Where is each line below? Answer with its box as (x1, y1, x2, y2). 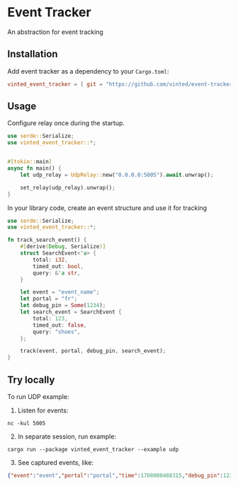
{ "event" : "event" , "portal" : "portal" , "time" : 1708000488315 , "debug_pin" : (7, 472, 223, 479)
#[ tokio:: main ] (7, 158, 52, 166)
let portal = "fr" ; (20, 295, 78, 303)
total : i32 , (33, 256, 69, 263)
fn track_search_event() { (7, 236, 87, 244)
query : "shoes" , (33, 328, 81, 335)
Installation (7, 48, 58, 60)
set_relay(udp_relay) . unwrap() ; (20, 184, 115, 191)
